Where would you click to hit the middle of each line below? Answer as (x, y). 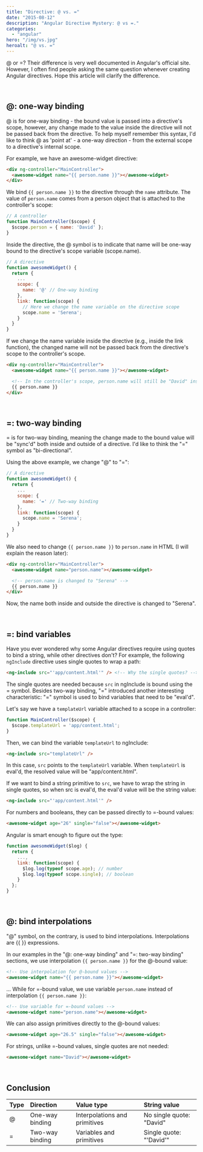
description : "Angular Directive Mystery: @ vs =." (72, 23)
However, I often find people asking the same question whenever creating (98, 69)
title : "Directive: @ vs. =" (43, 12)
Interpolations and (101, 1115)
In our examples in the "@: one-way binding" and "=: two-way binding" (95, 954)
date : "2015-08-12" (31, 18)
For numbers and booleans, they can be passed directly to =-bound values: (100, 812)
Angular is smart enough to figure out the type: (65, 835)
